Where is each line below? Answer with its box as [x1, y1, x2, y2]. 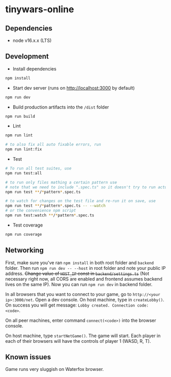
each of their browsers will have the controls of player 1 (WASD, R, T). [5, 338, 151, 344]
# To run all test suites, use [5, 166, 72, 171]
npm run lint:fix [5, 147, 42, 152]
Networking [5, 246, 44, 255]
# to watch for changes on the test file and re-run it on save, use [5, 198, 156, 204]
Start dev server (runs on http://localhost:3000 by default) [12, 85, 135, 91]
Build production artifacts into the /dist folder [12, 104, 109, 110]
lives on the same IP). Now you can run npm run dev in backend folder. [5, 281, 153, 287]
